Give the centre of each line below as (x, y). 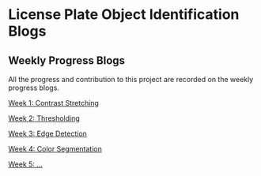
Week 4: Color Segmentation (55, 149)
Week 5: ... (26, 164)
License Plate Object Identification (124, 15)
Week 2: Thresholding (44, 118)
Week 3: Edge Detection (47, 133)
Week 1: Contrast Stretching (53, 103)
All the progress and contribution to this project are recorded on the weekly (131, 79)
